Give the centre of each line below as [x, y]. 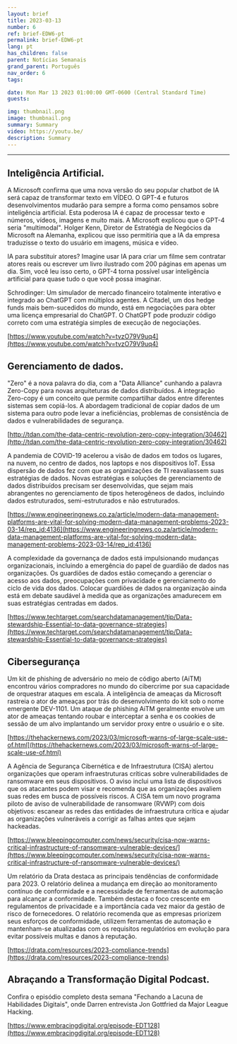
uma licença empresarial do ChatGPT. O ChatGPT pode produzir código [112, 315]
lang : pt [20, 47]
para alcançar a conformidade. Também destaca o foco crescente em [109, 898]
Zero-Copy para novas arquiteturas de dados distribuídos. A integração [111, 391]
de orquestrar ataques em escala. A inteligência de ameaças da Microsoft [115, 693]
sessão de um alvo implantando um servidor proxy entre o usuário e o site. [116, 723]
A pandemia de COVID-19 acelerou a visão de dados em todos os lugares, [115, 456]
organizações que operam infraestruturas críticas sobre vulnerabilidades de [118, 773]
